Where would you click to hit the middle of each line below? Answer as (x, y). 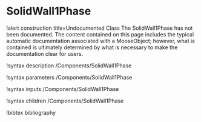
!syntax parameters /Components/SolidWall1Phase (69, 77)
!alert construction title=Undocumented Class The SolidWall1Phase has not (100, 28)
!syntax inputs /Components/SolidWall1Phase (63, 89)
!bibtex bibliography (31, 112)
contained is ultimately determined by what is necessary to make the (92, 47)
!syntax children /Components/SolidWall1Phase (65, 101)
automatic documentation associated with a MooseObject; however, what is (100, 41)
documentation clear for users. (45, 53)
